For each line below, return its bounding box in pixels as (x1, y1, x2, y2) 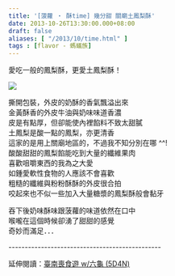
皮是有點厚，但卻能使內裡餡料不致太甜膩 (8, 118, 143, 128)
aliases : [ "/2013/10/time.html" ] (8, 34, 128, 43)
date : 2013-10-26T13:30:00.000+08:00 (8, 19, 135, 28)
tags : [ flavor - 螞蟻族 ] (8, 42, 92, 50)
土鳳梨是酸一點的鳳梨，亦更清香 (8, 128, 115, 138)
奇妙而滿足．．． (8, 226, 58, 236)
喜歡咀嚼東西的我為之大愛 (8, 159, 94, 168)
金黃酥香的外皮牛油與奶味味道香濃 (8, 108, 122, 117)
